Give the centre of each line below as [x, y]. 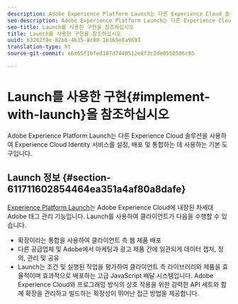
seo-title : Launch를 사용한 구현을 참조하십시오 [71, 27]
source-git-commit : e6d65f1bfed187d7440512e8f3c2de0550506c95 [101, 54]
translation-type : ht [39, 47]
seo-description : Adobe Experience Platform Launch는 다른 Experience [112, 21]
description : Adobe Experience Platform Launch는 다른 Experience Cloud [114, 14]
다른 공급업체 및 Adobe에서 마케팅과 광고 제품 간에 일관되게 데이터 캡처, [117, 249]
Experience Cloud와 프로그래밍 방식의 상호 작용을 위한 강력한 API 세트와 [118, 284]
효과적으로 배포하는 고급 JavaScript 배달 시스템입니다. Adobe [128, 275]
